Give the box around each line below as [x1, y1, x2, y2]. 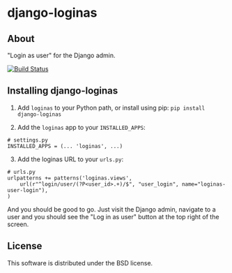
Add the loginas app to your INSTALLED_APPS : [17, 123, 146, 131]
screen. [7, 220, 29, 228]
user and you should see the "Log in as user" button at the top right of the [7, 212, 219, 221]
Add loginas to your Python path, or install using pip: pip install [17, 103, 206, 112]
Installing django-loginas [7, 85, 118, 97]
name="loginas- [181, 180, 226, 188]
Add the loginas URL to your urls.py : [17, 155, 124, 163]
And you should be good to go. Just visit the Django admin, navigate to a [7, 205, 216, 214]
